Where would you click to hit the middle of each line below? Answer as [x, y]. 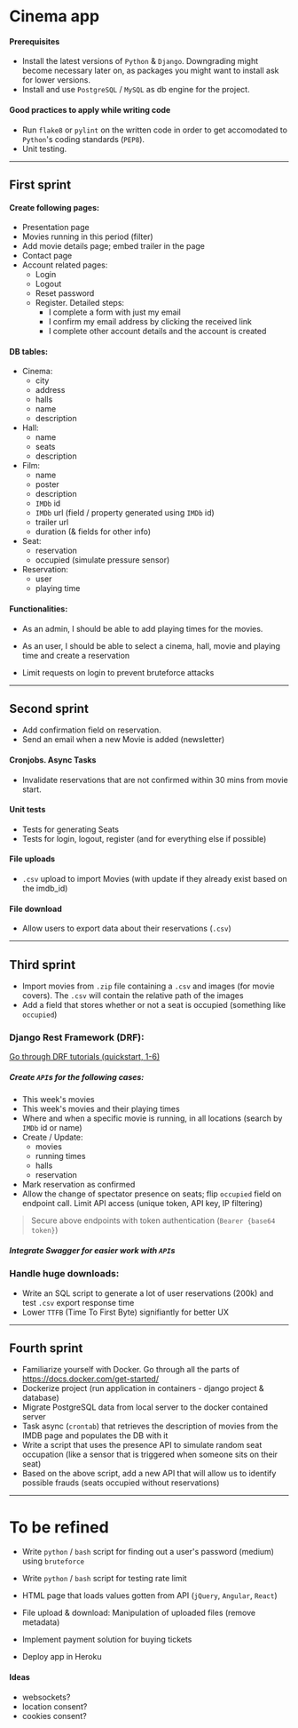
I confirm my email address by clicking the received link [150, 322]
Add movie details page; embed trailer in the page [114, 246]
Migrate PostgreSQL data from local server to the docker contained [145, 1407]
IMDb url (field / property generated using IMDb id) [125, 513]
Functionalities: [39, 608]
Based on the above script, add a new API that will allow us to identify [149, 1474]
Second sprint [49, 708]
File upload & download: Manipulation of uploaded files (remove [138, 1613]
